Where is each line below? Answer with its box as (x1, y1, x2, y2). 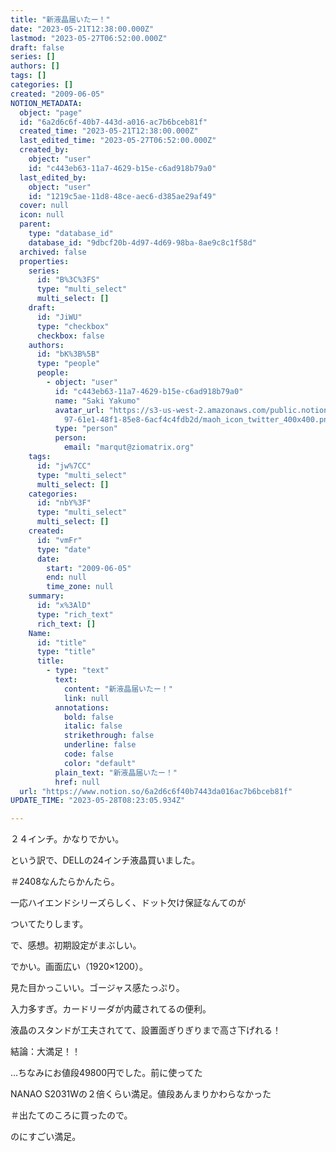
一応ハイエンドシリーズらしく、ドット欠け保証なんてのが (10, 897, 247, 909)
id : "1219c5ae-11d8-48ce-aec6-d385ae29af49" (28, 191, 217, 201)
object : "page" (19, 107, 83, 118)
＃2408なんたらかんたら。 (10, 876, 120, 888)
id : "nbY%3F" (36, 498, 92, 508)
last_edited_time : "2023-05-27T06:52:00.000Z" (19, 136, 217, 146)
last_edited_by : (19, 172, 87, 183)
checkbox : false (36, 331, 105, 341)
